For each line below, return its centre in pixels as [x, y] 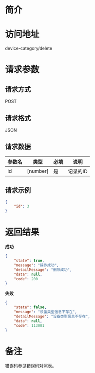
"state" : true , [29, 261]
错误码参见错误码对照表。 [31, 366]
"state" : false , [30, 307]
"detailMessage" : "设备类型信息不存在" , [52, 316]
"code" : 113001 [29, 325]
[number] [38, 171]
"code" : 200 [26, 279]
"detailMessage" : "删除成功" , [43, 270]
